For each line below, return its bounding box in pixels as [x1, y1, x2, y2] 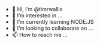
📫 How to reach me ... [11, 32, 68, 38]
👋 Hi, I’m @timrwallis [11, 6, 63, 12]
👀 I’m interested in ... [11, 12, 63, 19]
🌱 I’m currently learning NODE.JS [11, 18, 94, 25]
